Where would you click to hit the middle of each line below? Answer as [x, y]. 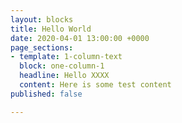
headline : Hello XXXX [64, 76]
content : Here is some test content [95, 85]
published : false [46, 94]
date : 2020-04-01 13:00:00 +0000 [80, 38]
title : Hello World [51, 29]
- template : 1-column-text [66, 57]
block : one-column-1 [62, 66]
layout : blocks [42, 19]
